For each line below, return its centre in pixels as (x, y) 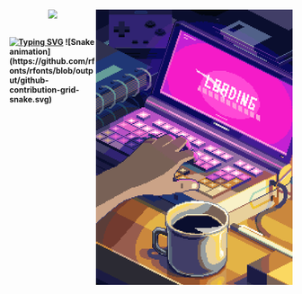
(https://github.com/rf (52, 61)
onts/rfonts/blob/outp (52, 70)
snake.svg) (31, 99)
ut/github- (29, 80)
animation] (30, 51)
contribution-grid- (44, 89)
